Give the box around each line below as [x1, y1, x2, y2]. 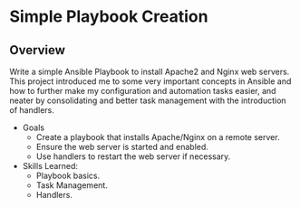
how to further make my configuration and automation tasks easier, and [9, 86, 276, 96]
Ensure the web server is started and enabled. [35, 142, 208, 152]
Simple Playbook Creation [9, 6, 208, 27]
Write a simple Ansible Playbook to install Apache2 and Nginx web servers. [9, 66, 290, 77]
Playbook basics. [35, 170, 101, 181]
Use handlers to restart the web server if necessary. [35, 151, 231, 162]
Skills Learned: [22, 161, 79, 171]
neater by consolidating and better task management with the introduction [9, 95, 287, 106]
